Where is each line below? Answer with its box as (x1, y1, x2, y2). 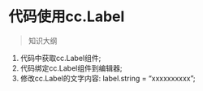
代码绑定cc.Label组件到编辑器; (19, 63, 123, 73)
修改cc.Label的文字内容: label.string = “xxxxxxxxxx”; (19, 73, 197, 83)
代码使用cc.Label (8, 7, 125, 26)
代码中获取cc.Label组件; (19, 53, 101, 63)
